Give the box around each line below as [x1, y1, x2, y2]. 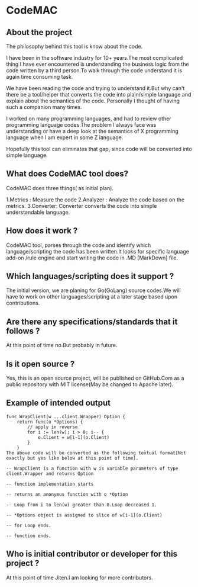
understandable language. [6, 209, 70, 216]
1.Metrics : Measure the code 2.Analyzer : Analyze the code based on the [6, 196, 185, 203]
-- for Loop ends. [6, 522, 51, 528]
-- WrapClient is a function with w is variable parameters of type [6, 466, 178, 471]
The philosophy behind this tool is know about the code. [6, 43, 143, 50]
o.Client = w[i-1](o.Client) [37, 434, 110, 440]
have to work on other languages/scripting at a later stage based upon [6, 293, 178, 300]
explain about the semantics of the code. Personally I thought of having [6, 97, 180, 104]
